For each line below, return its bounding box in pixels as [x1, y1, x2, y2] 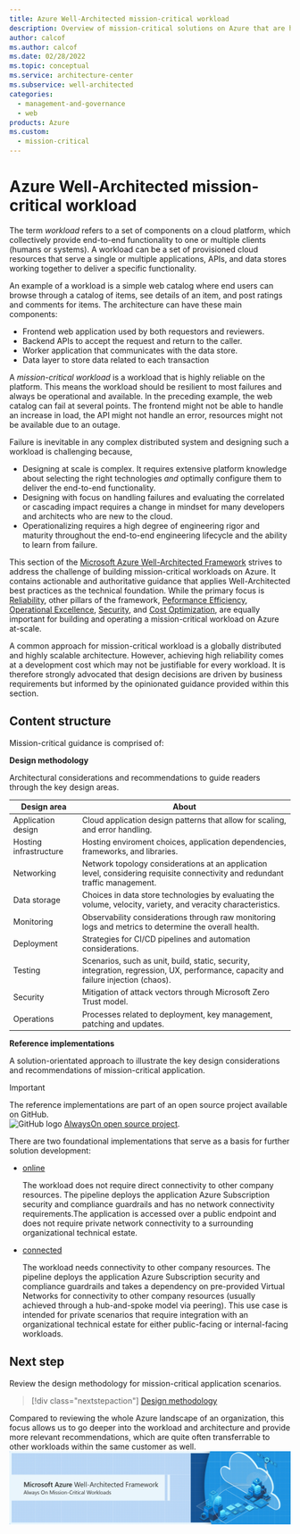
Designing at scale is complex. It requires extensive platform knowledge [21, 463, 287, 474]
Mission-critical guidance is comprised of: [9, 737, 164, 748]
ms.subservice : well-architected [9, 80, 134, 89]
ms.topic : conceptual [9, 62, 90, 71]
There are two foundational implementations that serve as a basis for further [9, 1136, 290, 1146]
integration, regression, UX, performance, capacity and [81, 965, 284, 976]
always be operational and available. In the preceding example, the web [9, 390, 273, 401]
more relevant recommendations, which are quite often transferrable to [9, 1431, 271, 1442]
